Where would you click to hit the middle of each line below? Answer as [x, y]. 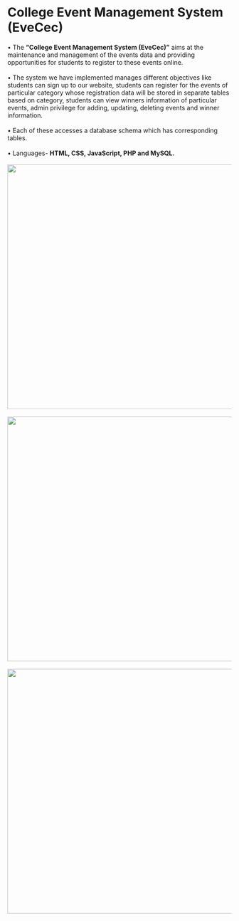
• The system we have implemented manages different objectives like [110, 77]
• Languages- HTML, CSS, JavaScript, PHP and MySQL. [91, 153]
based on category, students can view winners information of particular [112, 100]
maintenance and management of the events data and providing [101, 55]
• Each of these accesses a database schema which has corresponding [113, 130]
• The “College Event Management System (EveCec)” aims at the [106, 47]
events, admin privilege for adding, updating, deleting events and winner [113, 107]
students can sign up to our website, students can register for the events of [118, 85]
